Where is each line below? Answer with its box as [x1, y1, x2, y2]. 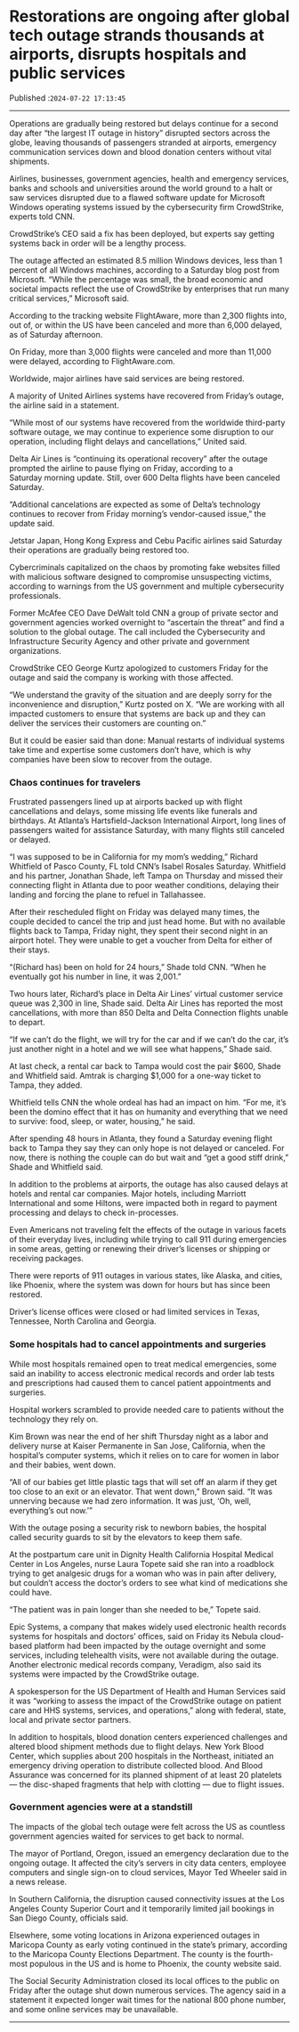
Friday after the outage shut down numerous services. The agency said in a [9, 1985, 287, 1995]
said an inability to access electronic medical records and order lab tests [9, 1367, 275, 1378]
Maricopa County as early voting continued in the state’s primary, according [9, 1939, 287, 1950]
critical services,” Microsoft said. [9, 292, 130, 304]
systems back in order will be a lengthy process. [9, 238, 187, 249]
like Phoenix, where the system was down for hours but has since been [9, 1280, 271, 1291]
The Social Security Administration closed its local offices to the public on [9, 1975, 280, 1986]
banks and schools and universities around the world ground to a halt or [9, 183, 273, 193]
